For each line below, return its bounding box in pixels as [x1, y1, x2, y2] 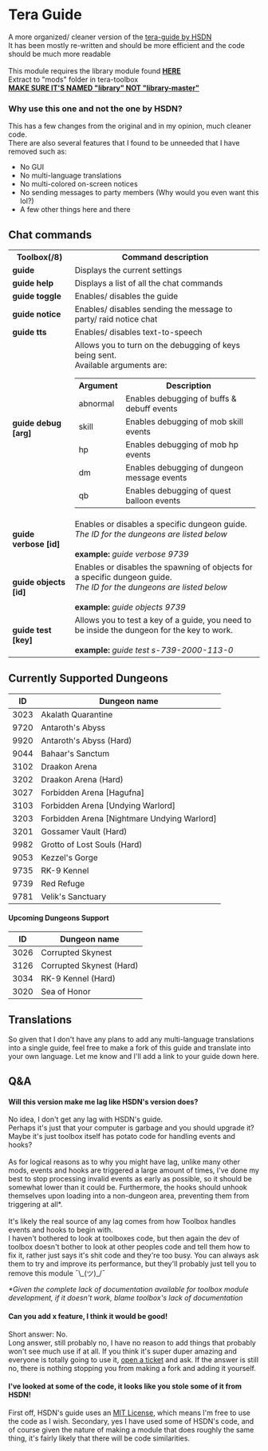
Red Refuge [41, 877, 85, 889]
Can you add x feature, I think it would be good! [8, 1312, 168, 1321]
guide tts [12, 326, 47, 338]
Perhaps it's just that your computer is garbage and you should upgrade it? [8, 1123, 255, 1133]
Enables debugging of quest [125, 486, 231, 497]
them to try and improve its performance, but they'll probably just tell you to [8, 1259, 257, 1269]
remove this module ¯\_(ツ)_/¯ [8, 1269, 106, 1278]
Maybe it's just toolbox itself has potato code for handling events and [8, 1132, 235, 1141]
